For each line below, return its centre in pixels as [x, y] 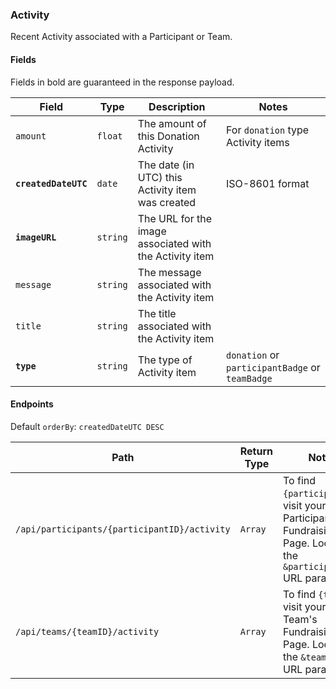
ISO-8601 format [267, 183]
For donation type [267, 130]
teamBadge [249, 378]
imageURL [36, 237]
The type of [165, 360]
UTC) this [160, 177]
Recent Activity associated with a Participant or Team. [121, 37]
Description [177, 106]
